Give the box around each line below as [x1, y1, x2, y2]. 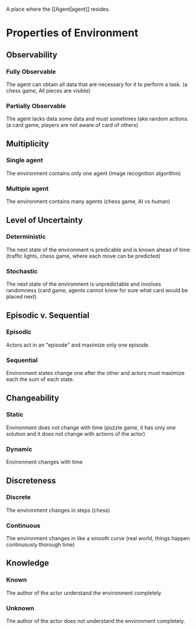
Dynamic [6, 445, 32, 453]
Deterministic [6, 233, 46, 241]
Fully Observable [6, 67, 56, 76]
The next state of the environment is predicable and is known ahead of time [6, 246, 190, 253]
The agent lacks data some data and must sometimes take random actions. [6, 115, 189, 122]
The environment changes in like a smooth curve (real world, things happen [6, 535, 190, 542]
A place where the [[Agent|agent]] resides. [6, 6, 110, 12]
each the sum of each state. [6, 376, 74, 383]
